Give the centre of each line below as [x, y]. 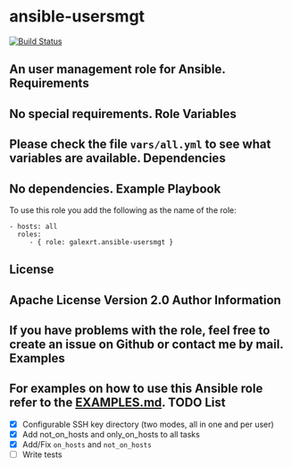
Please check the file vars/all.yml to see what [140, 144]
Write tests [42, 454]
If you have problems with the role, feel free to [140, 331]
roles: [29, 234]
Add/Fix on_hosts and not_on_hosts [87, 445]
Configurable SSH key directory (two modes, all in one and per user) [148, 424]
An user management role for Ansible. [117, 69]
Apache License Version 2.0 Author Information [145, 300]
